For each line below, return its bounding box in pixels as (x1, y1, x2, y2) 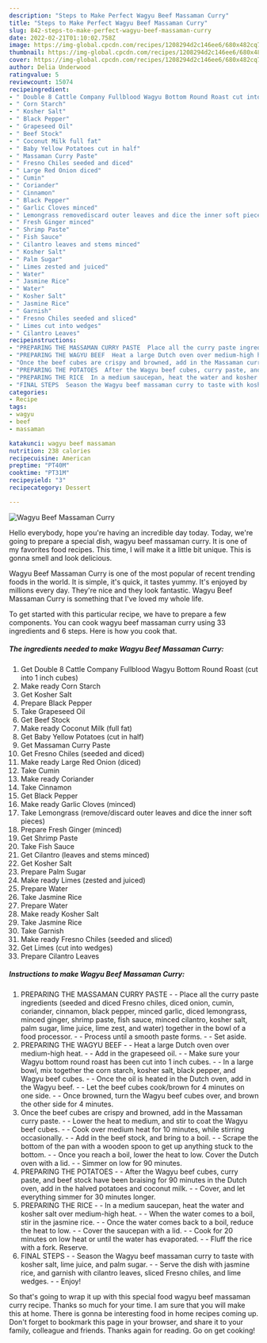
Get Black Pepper (20, 791, 78, 801)
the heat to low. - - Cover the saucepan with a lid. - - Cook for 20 (20, 1225, 233, 1235)
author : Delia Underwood (9, 64, 91, 71)
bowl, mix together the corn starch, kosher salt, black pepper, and (20, 1065, 236, 1075)
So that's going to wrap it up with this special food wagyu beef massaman (9, 1291, 251, 1301)
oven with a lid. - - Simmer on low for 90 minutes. (20, 1158, 183, 1167)
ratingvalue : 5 (9, 71, 59, 79)
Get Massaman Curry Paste (20, 740, 111, 750)
